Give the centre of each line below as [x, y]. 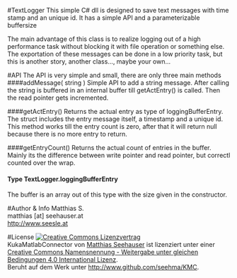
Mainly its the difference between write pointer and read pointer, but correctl [119, 155]
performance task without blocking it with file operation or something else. [116, 46]
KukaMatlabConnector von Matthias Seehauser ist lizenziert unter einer [111, 245]
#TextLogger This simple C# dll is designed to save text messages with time [118, 10]
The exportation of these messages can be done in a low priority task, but [115, 54]
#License [21, 237]
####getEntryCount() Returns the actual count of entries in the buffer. [109, 147]
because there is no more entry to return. [67, 134]
